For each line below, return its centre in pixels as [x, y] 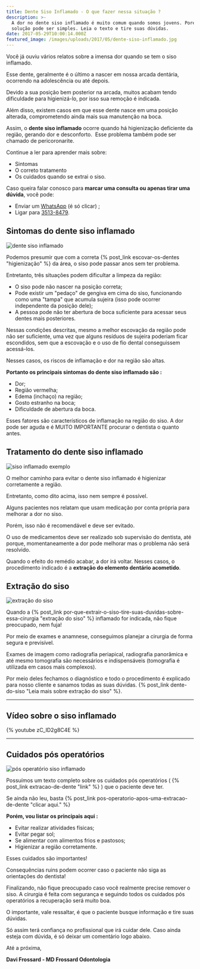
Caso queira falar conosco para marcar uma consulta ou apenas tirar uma [98, 188]
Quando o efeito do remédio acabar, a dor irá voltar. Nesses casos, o [90, 561]
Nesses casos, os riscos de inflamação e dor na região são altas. [86, 360]
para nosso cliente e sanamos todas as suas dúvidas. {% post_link [88, 685]
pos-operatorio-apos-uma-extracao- [142, 798]
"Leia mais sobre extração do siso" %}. [74, 691]
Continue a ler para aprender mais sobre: [57, 152]
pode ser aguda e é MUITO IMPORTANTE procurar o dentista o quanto [93, 427]
